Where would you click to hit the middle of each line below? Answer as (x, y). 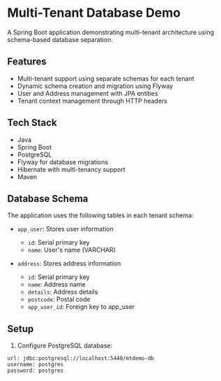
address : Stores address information (69, 264)
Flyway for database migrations (63, 161)
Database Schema (48, 198)
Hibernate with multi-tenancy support (71, 169)
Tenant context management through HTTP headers (92, 101)
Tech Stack (32, 123)
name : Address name (56, 285)
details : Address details (63, 292)
